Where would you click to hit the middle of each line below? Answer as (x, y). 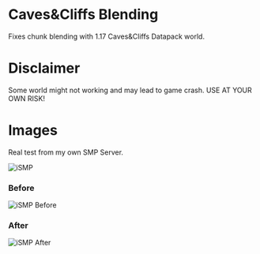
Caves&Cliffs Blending (83, 15)
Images (33, 131)
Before (21, 188)
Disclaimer (44, 68)
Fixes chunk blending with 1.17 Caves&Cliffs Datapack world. (107, 36)
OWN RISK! (27, 98)
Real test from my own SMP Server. (66, 152)
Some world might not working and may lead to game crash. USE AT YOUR (130, 90)
